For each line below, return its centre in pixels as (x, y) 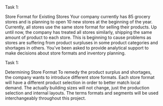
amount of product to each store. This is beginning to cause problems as (78, 37)
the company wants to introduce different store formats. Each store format (80, 77)
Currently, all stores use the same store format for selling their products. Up (81, 27)
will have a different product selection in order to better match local (73, 82)
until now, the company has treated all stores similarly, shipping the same (79, 32)
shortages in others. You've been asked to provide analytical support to (77, 48)
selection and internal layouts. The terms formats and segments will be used (82, 93)
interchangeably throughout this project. (46, 98)
